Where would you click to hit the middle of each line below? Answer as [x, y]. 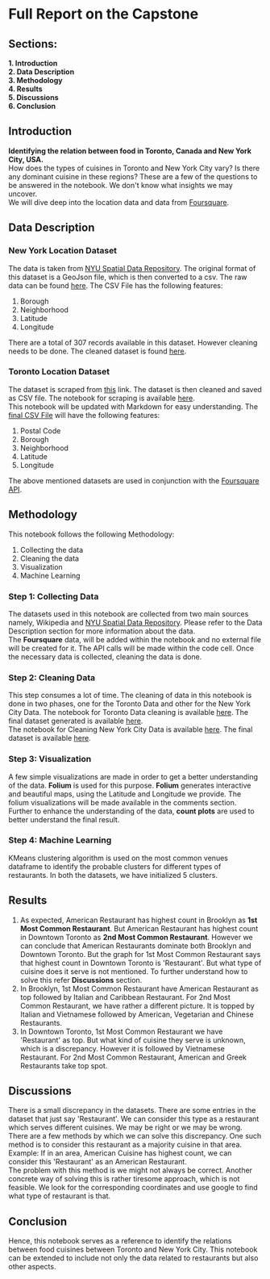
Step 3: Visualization [50, 759]
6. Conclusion [32, 106]
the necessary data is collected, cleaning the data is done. [105, 656]
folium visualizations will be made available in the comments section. [123, 802]
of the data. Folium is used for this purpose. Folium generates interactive [130, 785]
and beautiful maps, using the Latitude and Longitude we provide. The [125, 794]
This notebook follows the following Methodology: [91, 534]
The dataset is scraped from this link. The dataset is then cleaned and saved [135, 389]
